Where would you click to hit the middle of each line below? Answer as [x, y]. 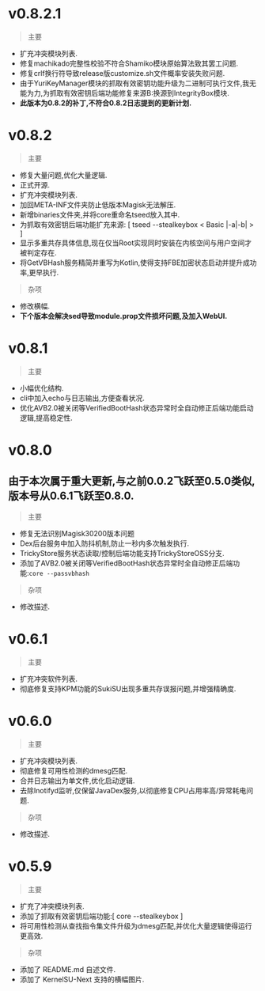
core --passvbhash [59, 573]
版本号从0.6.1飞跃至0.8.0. [71, 496]
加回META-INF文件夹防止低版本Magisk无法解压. [98, 204]
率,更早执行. [39, 272]
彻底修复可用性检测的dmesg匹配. [74, 770]
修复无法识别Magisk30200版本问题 [77, 533]
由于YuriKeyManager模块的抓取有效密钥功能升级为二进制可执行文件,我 [134, 83]
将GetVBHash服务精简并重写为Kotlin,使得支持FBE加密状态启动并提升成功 [138, 263]
